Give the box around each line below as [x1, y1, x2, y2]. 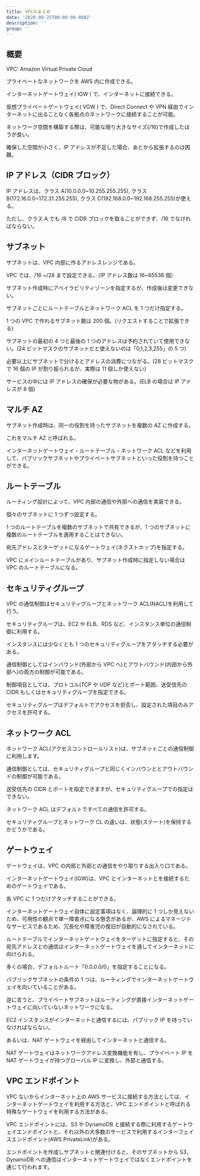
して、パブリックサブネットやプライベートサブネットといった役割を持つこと [6, 454, 194, 462]
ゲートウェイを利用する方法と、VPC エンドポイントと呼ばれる [37, 1100, 191, 1108]
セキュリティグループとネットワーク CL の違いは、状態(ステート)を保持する [6, 818, 192, 825]
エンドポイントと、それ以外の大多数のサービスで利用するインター [16, 1128, 179, 1135]
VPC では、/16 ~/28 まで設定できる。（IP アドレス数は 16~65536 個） [6, 271, 177, 278]
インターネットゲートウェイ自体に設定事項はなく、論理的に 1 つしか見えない [6, 908, 195, 915]
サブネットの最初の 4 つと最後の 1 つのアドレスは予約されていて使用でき [6, 337, 185, 344]
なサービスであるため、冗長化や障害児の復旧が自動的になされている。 [6, 923, 179, 930]
